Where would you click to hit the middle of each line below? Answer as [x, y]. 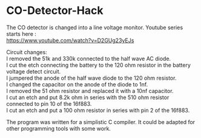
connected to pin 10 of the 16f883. [49, 103]
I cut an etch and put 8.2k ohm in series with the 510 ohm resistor [88, 97]
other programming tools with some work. [58, 128]
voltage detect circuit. [34, 71]
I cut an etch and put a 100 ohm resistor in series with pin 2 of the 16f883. [98, 110]
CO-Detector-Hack [55, 11]
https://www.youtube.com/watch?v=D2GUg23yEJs [70, 40]
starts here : [21, 33]
